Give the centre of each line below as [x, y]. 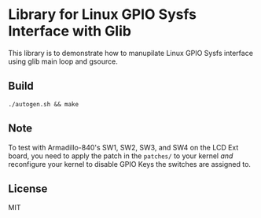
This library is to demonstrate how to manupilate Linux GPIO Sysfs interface [131, 53]
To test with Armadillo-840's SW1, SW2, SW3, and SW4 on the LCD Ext [123, 147]
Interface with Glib [70, 31]
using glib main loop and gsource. [63, 61]
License [28, 188]
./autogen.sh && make [44, 104]
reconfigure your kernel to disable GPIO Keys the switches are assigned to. [130, 164]
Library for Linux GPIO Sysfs [102, 15]
